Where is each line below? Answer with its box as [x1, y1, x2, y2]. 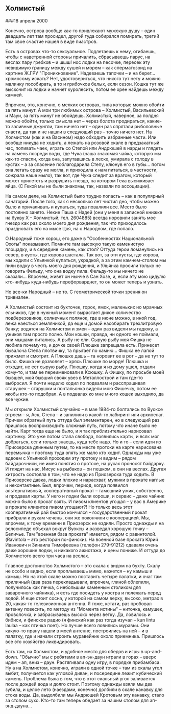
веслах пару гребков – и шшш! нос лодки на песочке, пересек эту [5, 59, 151, 65]
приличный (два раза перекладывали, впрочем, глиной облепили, [5, 579, 151, 585]
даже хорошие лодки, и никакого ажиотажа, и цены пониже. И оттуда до [5, 547, 165, 553]
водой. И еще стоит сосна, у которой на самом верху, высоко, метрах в [5, 595, 163, 601]
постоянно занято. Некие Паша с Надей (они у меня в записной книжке [5, 209, 162, 215]
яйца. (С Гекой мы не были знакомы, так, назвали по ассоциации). [5, 183, 151, 189]
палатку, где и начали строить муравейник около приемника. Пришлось [5, 633, 164, 639]
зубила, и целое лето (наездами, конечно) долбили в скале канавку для [5, 686, 163, 693]
